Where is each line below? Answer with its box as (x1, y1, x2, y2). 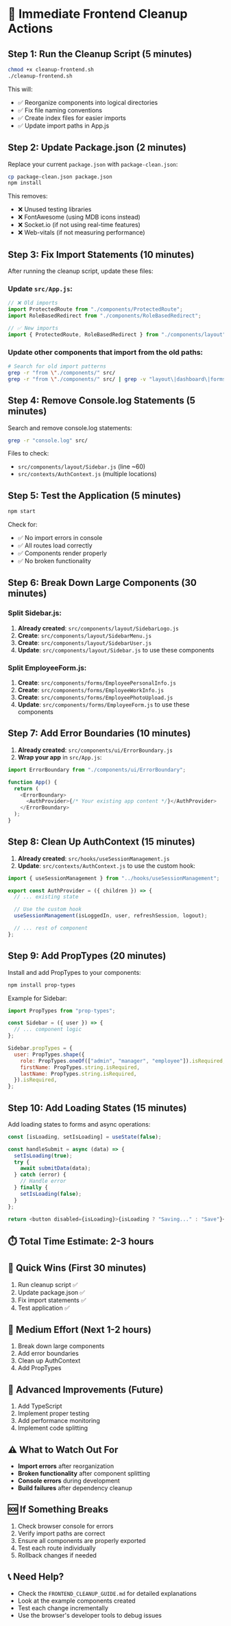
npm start (8, 508, 36, 515)
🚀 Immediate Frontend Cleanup (8, 6, 188, 22)
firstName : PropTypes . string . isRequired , (20, 1063, 140, 1071)
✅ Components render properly (17, 549, 107, 558)
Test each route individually (17, 1544, 96, 1552)
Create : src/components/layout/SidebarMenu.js (17, 631, 152, 639)
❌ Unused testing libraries (17, 205, 92, 213)
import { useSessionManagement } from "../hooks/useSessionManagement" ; (8, 875, 220, 882)
